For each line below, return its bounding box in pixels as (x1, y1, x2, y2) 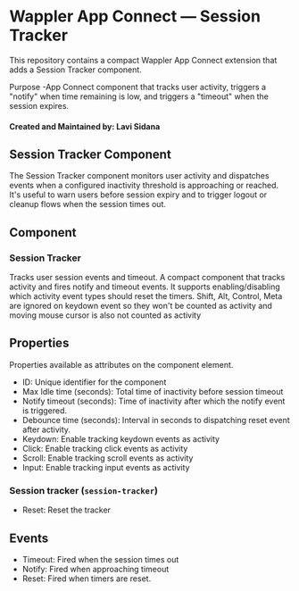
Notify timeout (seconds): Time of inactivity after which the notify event (21, 395, 286, 406)
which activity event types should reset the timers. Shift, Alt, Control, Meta (9, 291, 283, 302)
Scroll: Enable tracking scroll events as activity (21, 453, 194, 463)
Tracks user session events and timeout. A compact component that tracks (9, 272, 286, 283)
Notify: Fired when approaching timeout (21, 563, 170, 574)
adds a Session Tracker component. (9, 64, 143, 75)
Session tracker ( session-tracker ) (9, 484, 159, 496)
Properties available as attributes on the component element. (9, 359, 234, 370)
